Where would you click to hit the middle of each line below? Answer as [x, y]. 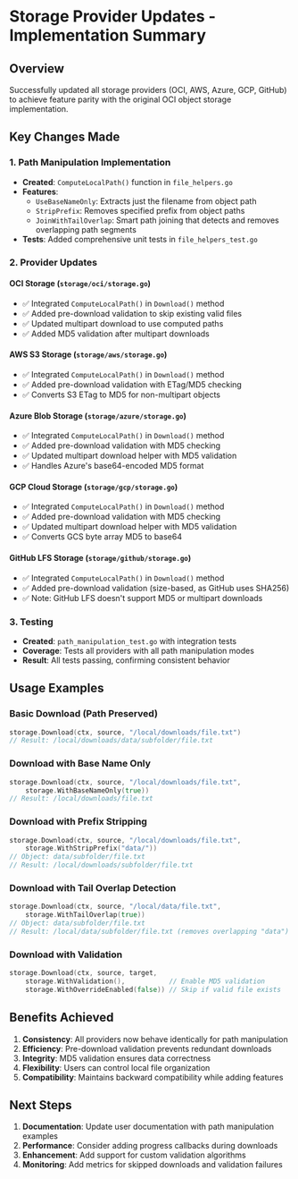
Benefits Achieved [62, 1018]
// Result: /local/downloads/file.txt [81, 799]
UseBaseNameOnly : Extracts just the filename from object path [146, 201]
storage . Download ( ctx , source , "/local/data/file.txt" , [115, 907]
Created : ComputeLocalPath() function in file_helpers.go [128, 182]
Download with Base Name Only [80, 764]
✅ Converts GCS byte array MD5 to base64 [102, 537]
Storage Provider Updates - [113, 17]
